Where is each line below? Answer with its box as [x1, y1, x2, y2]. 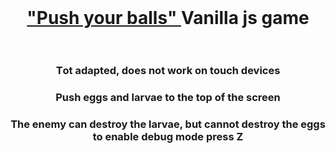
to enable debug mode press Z [92, 129, 244, 143]
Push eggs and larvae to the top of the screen [55, 91, 281, 105]
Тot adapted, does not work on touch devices [55, 64, 281, 78]
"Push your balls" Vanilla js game [26, 7, 310, 30]
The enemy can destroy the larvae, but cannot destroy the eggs [10, 117, 326, 131]
